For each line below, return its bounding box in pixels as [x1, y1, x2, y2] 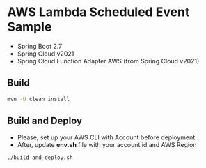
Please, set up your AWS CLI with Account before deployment [17, 133, 196, 142]
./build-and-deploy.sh [7, 154, 73, 161]
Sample [7, 19, 52, 35]
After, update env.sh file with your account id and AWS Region [17, 141, 197, 149]
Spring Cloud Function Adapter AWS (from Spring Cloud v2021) [17, 56, 200, 65]
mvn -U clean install [7, 96, 70, 102]
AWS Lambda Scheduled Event [7, 4, 190, 20]
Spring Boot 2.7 [17, 42, 63, 50]
